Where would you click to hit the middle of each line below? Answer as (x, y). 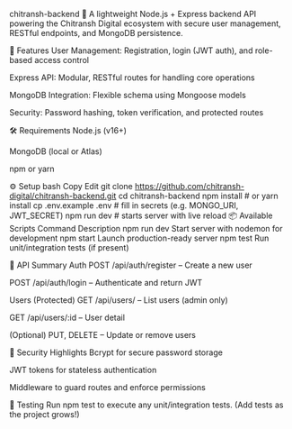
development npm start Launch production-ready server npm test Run (139, 238)
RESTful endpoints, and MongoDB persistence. (96, 33)
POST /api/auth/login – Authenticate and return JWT (106, 283)
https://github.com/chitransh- (190, 186)
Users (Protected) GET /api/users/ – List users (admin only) (119, 300)
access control (62, 60)
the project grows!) (44, 414)
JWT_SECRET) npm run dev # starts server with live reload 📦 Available (141, 215)
